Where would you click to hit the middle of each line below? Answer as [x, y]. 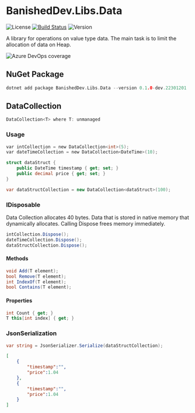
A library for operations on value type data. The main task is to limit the [91, 38]
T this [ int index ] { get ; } [40, 318]
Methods [17, 258]
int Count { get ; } [30, 313]
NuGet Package [35, 74]
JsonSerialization [32, 333]
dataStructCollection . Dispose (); [47, 245]
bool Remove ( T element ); [36, 277]
